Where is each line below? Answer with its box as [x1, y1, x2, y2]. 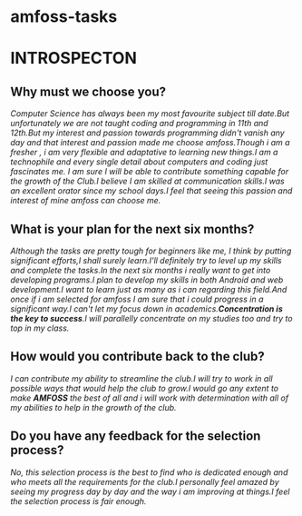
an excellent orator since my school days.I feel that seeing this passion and [10, 185, 293, 196]
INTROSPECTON [10, 48, 137, 69]
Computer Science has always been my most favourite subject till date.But [10, 108, 289, 119]
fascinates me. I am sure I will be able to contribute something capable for [10, 166, 289, 177]
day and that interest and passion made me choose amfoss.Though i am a [10, 137, 290, 148]
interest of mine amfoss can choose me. [10, 195, 161, 206]
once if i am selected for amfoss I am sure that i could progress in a [10, 293, 264, 304]
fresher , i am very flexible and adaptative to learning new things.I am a [10, 147, 278, 158]
